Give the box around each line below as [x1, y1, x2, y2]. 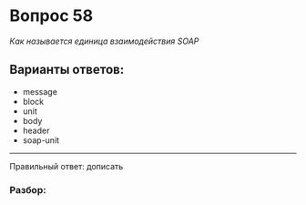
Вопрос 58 [9, 5, 94, 26]
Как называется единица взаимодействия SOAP [9, 36, 199, 46]
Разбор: [9, 183, 47, 196]
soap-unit [22, 134, 60, 146]
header [22, 125, 50, 136]
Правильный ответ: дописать [9, 160, 124, 171]
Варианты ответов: [9, 62, 125, 77]
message [22, 86, 57, 97]
